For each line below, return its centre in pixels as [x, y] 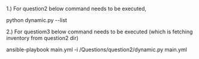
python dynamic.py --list [37, 20]
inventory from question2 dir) [43, 38]
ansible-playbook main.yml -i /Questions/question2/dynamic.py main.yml [97, 49]
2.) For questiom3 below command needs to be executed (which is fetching [99, 32]
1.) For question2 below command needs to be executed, [76, 9]
